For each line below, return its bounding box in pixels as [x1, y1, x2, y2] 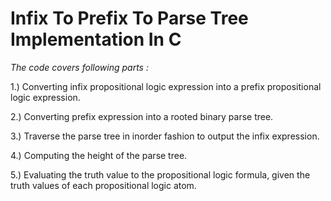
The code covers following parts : [10, 61, 149, 73]
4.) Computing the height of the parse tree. [10, 149, 188, 161]
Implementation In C [10, 28, 182, 51]
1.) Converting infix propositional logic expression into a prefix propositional [10, 80, 322, 92]
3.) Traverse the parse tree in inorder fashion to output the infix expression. [10, 130, 320, 142]
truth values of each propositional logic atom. [10, 179, 197, 191]
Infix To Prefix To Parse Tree [10, 7, 249, 30]
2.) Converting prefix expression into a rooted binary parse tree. [10, 110, 274, 122]
